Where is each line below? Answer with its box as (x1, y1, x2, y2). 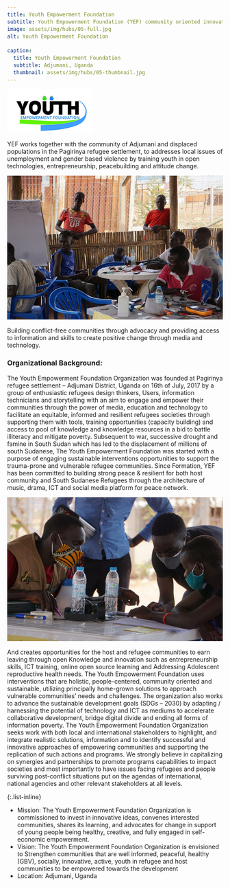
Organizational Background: (7, 358, 103, 368)
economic (16, 835, 46, 844)
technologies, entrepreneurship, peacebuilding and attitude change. (7, 161, 199, 170)
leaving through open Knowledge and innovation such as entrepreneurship (7, 655, 218, 664)
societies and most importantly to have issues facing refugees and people (7, 765, 216, 773)
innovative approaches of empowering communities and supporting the (7, 743, 209, 752)
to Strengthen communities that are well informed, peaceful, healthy (16, 850, 209, 858)
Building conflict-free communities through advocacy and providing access (7, 326, 220, 335)
